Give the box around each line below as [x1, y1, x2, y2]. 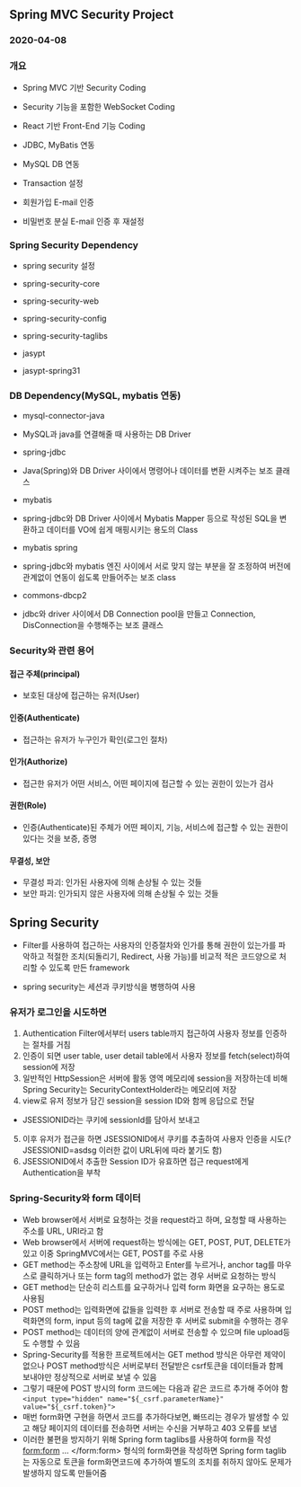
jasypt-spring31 [22, 365, 81, 376]
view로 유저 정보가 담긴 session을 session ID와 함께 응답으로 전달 [22, 1095, 255, 1106]
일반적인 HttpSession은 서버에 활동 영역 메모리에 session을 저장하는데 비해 [22, 1073, 288, 1084]
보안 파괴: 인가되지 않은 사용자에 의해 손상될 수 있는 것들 [22, 889, 219, 899]
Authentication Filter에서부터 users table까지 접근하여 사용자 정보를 [22, 1028, 263, 1039]
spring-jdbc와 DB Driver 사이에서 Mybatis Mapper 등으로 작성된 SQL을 [22, 513, 278, 524]
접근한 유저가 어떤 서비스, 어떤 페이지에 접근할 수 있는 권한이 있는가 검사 [22, 777, 274, 789]
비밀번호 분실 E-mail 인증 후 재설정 [22, 216, 145, 226]
